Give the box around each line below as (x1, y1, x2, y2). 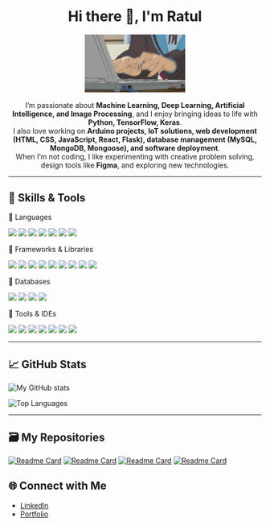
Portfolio (19, 509, 49, 519)
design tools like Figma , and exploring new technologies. (40, 160, 230, 170)
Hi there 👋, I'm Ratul (67, 7, 202, 26)
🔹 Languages (8, 213, 52, 222)
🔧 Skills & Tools (8, 191, 86, 205)
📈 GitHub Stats (8, 358, 87, 371)
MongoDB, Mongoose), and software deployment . (49, 143, 221, 152)
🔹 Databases (8, 277, 51, 287)
